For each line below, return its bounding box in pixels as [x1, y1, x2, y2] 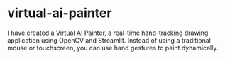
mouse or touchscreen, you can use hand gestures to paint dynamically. [7, 43, 219, 52]
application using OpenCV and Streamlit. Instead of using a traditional [7, 36, 212, 44]
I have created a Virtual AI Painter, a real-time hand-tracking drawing [7, 28, 209, 37]
